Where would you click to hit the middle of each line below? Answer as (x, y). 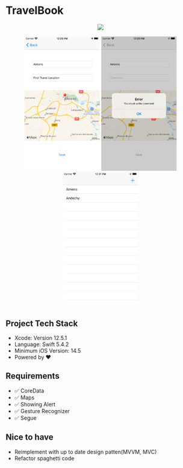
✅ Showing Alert (35, 404)
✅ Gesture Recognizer (42, 411)
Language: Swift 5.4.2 (42, 344)
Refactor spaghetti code (44, 458)
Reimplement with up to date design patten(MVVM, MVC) (85, 452)
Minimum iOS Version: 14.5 (48, 351)
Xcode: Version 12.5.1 (41, 338)
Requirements (33, 376)
